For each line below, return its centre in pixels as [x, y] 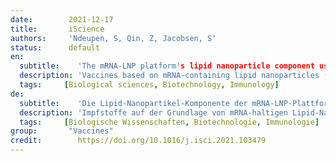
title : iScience [57, 29]
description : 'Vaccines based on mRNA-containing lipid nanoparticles [169, 76]
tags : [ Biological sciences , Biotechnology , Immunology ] [149, 85]
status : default [55, 47]
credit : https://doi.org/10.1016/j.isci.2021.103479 [138, 141]
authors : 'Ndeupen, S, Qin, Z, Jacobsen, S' [113, 38]
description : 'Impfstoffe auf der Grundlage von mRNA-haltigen [153, 112]
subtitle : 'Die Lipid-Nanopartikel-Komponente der [133, 103]
